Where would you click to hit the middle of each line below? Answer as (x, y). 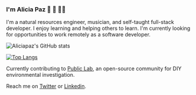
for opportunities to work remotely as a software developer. (78, 35)
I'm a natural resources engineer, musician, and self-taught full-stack (90, 22)
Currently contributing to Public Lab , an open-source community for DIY (94, 69)
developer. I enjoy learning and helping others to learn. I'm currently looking (98, 28)
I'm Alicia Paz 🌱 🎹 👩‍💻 (36, 9)
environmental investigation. (40, 75)
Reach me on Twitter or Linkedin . (46, 86)
